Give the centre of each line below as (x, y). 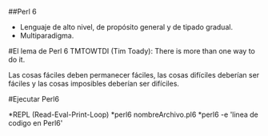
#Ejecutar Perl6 (34, 99)
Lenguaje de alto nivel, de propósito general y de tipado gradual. (126, 27)
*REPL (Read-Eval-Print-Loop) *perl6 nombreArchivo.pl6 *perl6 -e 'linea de (133, 114)
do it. (17, 60)
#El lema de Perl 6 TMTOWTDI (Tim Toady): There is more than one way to (132, 51)
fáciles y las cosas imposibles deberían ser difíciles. (94, 84)
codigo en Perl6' (36, 123)
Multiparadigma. (47, 36)
